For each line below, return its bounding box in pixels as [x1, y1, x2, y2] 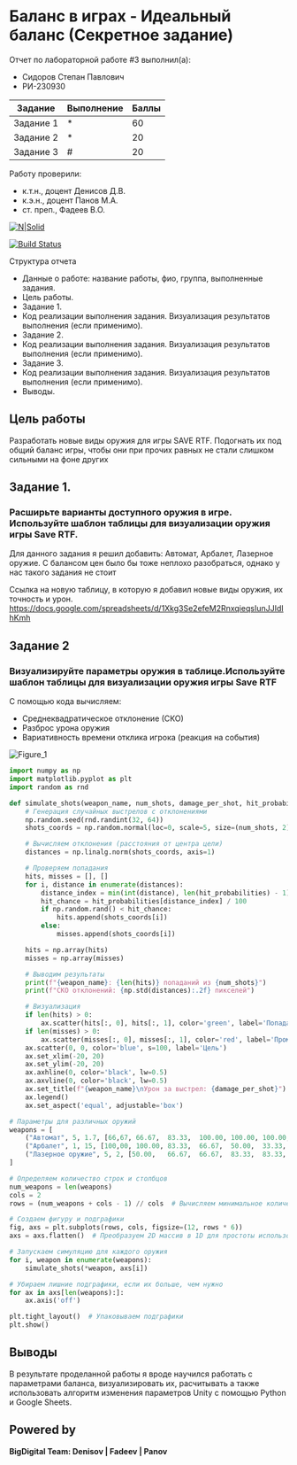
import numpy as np [9, 766, 81, 776]
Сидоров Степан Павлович [21, 71, 125, 81]
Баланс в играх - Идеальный [9, 6, 232, 27]
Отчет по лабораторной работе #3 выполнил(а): [9, 54, 192, 65]
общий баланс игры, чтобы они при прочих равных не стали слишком [9, 445, 274, 455]
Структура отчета [9, 255, 77, 267]
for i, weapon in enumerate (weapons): [9, 1255, 152, 1264]
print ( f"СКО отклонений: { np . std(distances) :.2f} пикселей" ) [25, 986, 255, 996]
